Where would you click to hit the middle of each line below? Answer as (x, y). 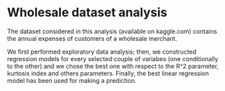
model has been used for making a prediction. (72, 80)
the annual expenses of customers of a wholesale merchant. (92, 38)
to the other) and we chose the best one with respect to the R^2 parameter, (113, 66)
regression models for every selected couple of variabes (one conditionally (113, 58)
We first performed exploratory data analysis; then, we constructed (102, 52)
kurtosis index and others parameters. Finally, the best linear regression (108, 73)
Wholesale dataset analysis (87, 13)
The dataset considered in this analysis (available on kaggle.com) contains (112, 31)
